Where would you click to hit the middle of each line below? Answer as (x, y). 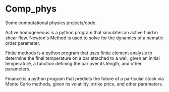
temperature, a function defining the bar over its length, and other (74, 63)
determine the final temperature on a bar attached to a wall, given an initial (82, 58)
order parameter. (23, 43)
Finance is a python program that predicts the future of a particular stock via (84, 78)
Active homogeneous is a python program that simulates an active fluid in (81, 32)
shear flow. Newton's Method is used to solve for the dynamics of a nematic (84, 38)
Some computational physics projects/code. (51, 23)
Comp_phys (31, 9)
